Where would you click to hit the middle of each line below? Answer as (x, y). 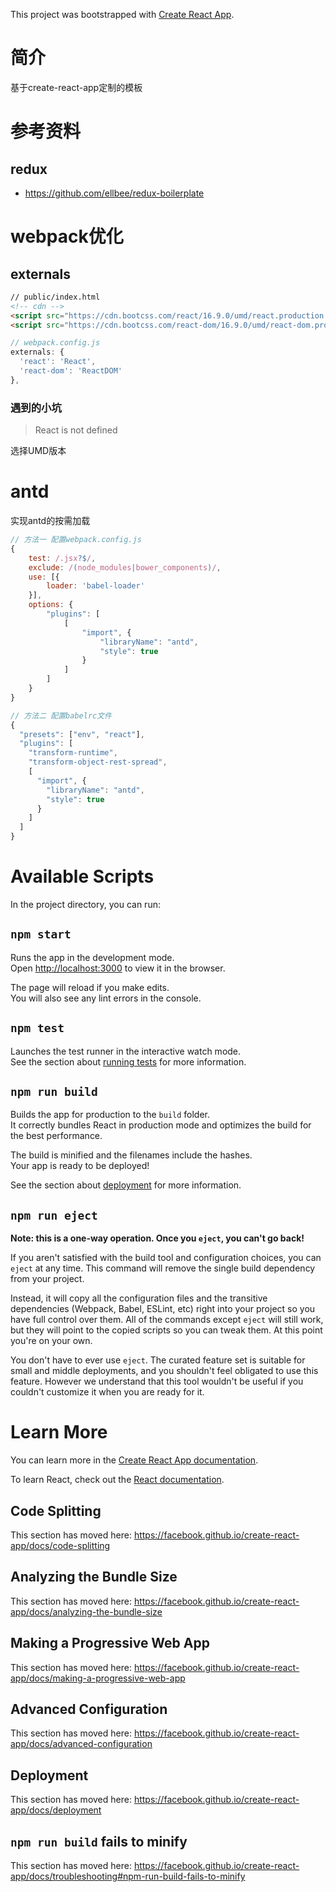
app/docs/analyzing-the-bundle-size (86, 1611)
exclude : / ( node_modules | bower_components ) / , (125, 567)
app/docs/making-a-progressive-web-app (98, 1678)
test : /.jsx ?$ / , (62, 558)
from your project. (47, 1279)
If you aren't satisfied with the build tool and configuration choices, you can (166, 1258)
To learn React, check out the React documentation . (117, 1480)
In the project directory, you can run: (85, 904)
